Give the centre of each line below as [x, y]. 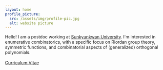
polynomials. [18, 52]
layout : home [18, 9]
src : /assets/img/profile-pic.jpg [44, 18]
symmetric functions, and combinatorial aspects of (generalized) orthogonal [82, 47]
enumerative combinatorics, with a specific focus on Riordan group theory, [80, 42]
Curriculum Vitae [22, 63]
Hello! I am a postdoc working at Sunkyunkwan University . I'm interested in [80, 37]
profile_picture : [23, 14]
